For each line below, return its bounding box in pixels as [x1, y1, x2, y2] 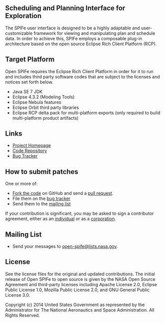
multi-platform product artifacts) [12, 115, 79, 121]
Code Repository [12, 148, 47, 154]
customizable [5, 30, 33, 36]
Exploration [5, 12, 42, 20]
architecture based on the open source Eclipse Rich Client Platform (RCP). [5, 41, 157, 47]
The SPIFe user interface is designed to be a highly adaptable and [5, 25, 140, 31]
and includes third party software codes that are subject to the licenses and [5, 74, 160, 80]
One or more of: [5, 181, 38, 187]
